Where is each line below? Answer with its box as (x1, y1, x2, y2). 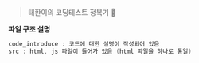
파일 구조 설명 (8, 24, 50, 34)
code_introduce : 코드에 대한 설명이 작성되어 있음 (8, 40, 160, 48)
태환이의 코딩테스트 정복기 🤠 (27, 8, 116, 17)
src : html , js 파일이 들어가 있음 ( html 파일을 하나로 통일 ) (8, 47, 193, 55)
